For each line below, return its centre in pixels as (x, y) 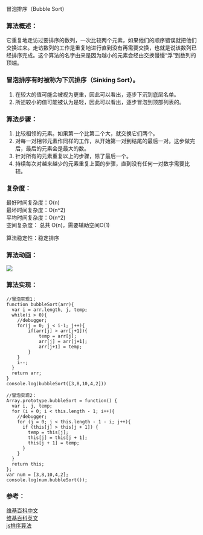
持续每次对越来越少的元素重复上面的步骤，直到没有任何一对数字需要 (100, 163)
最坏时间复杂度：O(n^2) (36, 210)
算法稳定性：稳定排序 (33, 238)
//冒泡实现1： (22, 299)
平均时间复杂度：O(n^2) (36, 218)
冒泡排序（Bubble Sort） (37, 9)
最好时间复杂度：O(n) (33, 203)
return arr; (27, 373)
